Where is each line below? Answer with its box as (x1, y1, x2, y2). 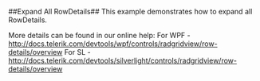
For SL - (64, 48, 91, 56)
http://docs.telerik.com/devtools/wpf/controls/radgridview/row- (8, 39, 218, 48)
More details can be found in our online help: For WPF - (8, 31, 191, 40)
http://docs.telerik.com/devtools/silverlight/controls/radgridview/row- (8, 56, 238, 65)
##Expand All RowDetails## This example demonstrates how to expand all (8, 7, 253, 16)
